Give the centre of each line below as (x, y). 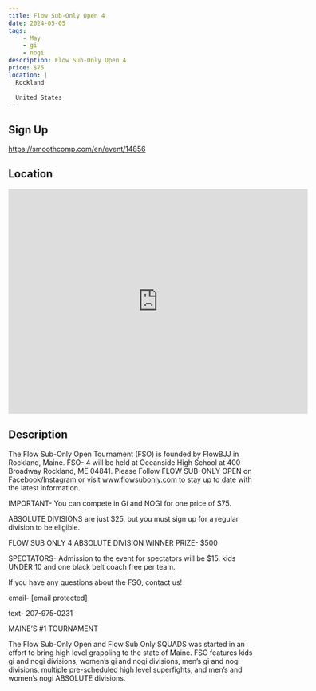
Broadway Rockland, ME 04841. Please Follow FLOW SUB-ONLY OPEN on (130, 471)
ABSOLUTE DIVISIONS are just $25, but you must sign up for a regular (124, 518)
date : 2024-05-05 (37, 23)
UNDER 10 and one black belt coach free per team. (92, 566)
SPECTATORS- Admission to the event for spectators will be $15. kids (122, 558)
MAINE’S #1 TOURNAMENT (53, 629)
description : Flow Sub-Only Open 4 (67, 61)
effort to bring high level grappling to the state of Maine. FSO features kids (130, 653)
